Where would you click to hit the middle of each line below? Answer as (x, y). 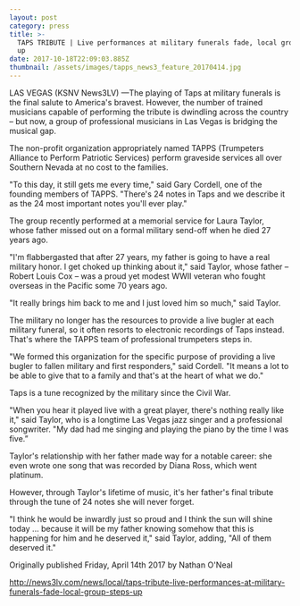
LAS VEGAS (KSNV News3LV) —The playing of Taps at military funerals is (145, 93)
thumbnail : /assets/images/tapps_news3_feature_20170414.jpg (125, 68)
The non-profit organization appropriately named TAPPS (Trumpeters (137, 147)
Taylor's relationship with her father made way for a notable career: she (141, 456)
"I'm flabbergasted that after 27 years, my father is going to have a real (140, 257)
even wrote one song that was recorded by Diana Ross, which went (133, 465)
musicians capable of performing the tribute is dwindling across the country (149, 112)
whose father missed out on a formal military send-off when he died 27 (140, 230)
